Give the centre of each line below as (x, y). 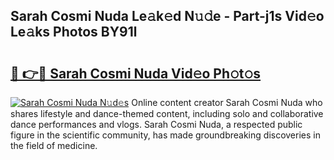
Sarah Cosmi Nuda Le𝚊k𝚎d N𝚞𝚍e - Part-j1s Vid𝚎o (167, 16)
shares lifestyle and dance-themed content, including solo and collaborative (167, 113)
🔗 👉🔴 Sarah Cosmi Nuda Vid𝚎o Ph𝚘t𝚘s (136, 73)
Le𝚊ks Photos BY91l (74, 32)
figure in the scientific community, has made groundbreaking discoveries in (165, 135)
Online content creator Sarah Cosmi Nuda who (227, 102)
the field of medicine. (54, 145)
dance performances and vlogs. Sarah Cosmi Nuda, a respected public (156, 124)
